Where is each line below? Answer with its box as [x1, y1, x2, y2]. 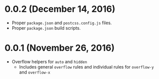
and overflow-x [19, 69, 50, 75]
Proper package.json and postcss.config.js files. [11, 20, 112, 26]
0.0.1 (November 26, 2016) [4, 42, 115, 54]
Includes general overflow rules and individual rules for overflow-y [19, 64, 154, 70]
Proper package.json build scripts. [11, 25, 81, 31]
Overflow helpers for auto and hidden [11, 58, 87, 65]
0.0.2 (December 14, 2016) [4, 3, 116, 15]
